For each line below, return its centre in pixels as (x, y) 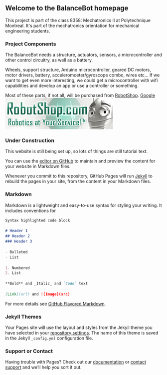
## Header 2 (17, 236)
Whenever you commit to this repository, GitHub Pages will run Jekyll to (79, 176)
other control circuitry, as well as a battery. (49, 60)
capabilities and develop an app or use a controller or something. (72, 86)
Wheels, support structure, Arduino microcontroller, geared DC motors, (78, 70)
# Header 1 (16, 231)
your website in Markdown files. (38, 166)
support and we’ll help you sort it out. (43, 367)
